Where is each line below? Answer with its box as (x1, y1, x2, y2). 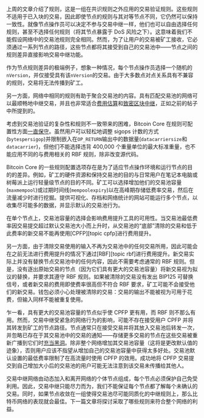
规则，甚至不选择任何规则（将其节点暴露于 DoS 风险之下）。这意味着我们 (6, 28, 188, 35)
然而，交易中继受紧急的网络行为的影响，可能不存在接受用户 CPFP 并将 (16, 316, 194, 324)
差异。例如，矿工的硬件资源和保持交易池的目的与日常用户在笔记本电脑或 (16, 171, 198, 178)
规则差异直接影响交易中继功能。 (6, 51, 86, 58)
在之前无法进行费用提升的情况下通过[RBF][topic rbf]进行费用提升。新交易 (6, 250, 189, 257)
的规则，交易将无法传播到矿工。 (6, 79, 86, 86)
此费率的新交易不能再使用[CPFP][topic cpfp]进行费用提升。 (6, 230, 155, 237)
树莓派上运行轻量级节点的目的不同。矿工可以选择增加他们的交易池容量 (6, 179, 182, 186)
